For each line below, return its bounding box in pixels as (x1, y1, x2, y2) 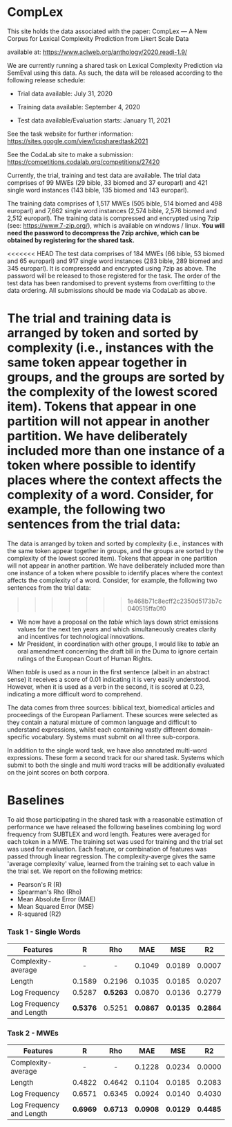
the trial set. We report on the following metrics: (7, 867, 143, 875)
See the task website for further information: (7, 129, 133, 138)
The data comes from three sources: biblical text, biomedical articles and (7, 703, 215, 712)
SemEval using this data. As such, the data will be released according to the (7, 69, 223, 77)
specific (7, 732, 30, 741)
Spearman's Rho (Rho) (17, 887, 82, 896)
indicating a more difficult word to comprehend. (7, 689, 143, 698)
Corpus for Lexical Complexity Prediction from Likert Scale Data (7, 34, 189, 42)
